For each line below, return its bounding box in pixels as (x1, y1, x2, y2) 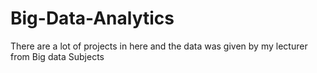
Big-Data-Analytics (10, 7, 175, 30)
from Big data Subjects (10, 50, 105, 62)
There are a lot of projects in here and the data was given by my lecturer (10, 40, 308, 52)
